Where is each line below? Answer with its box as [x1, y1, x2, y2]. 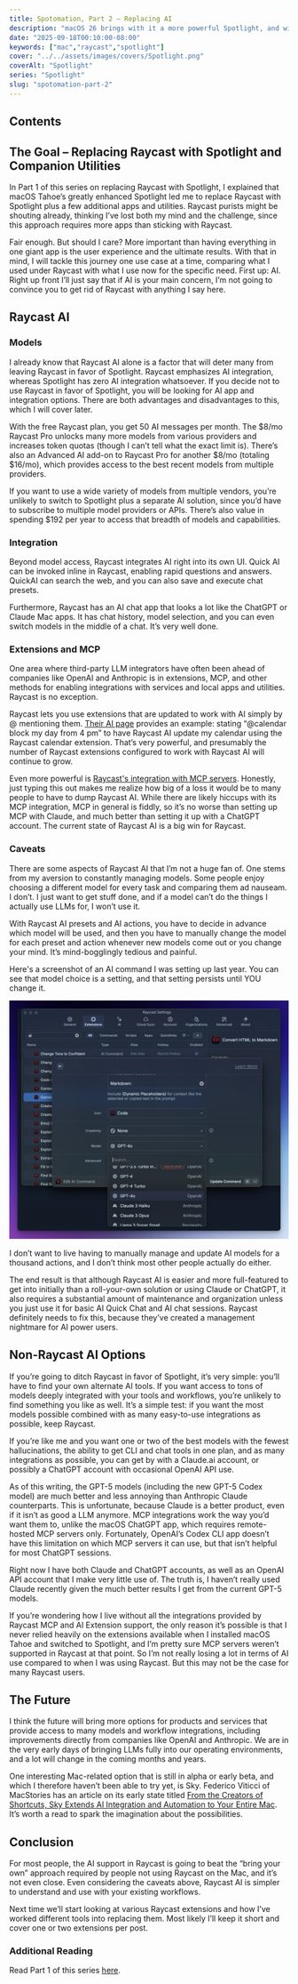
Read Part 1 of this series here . [9, 1965, 122, 1976]
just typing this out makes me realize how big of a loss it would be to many [9, 783, 282, 793]
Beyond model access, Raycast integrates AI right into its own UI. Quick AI [9, 556, 280, 566]
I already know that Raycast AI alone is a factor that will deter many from [9, 357, 274, 367]
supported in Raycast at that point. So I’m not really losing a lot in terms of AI [9, 1648, 289, 1659]
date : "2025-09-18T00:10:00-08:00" [9, 33, 141, 42]
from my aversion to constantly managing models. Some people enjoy [9, 872, 265, 883]
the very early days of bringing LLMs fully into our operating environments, [9, 1744, 284, 1755]
